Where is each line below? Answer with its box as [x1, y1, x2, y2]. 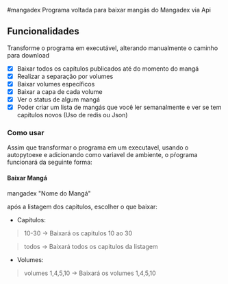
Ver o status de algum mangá [16, 95, 101, 104]
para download [7, 51, 50, 59]
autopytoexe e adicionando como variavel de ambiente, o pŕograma [7, 151, 198, 159]
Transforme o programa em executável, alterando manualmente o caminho [7, 44, 218, 52]
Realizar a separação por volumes [16, 72, 114, 80]
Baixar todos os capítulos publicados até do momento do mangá [16, 64, 199, 73]
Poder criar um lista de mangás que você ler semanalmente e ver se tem [16, 103, 222, 112]
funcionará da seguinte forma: [7, 158, 92, 167]
